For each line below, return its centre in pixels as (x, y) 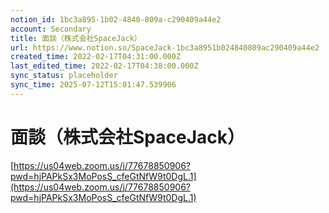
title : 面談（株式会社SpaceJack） (76, 38)
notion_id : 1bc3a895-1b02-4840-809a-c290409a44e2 (116, 19)
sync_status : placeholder (64, 76)
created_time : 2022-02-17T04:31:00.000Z (96, 57)
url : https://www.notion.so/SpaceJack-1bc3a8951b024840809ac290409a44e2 (165, 47)
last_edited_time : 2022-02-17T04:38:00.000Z (104, 66)
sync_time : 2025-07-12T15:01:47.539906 (93, 85)
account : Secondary (51, 29)
